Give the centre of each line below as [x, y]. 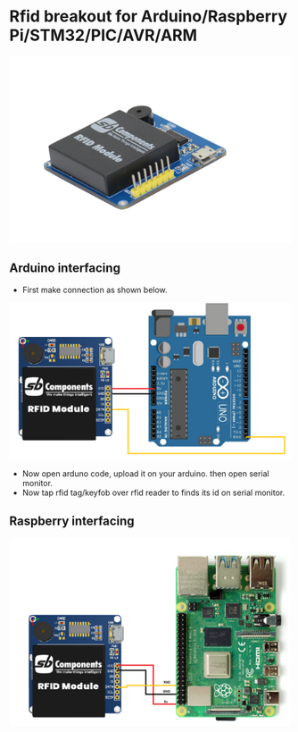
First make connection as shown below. [95, 290]
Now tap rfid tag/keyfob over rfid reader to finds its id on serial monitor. [153, 492]
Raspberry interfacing [72, 521]
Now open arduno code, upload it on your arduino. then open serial [145, 474]
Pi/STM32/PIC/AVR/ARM [103, 35]
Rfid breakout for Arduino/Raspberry [149, 17]
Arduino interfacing [65, 269]
